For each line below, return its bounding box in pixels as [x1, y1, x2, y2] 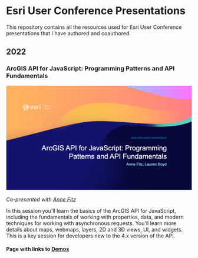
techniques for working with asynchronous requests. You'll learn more [6, 219, 177, 227]
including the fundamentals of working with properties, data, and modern [6, 213, 184, 220]
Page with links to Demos [6, 246, 70, 253]
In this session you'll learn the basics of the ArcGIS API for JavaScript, [6, 207, 177, 214]
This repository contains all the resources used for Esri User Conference [6, 24, 182, 31]
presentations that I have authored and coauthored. [6, 29, 131, 36]
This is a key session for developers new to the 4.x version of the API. [6, 232, 176, 239]
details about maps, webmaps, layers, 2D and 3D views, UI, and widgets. [6, 226, 183, 233]
